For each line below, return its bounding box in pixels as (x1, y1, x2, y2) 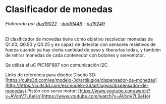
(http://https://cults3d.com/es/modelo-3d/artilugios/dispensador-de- (5, 82, 149, 89)
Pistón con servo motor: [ (27, 88, 80, 94)
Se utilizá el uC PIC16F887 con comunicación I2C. (5, 62, 109, 68)
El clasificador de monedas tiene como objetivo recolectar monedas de (5, 36, 153, 42)
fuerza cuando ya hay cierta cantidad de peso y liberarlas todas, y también (5, 47, 161, 53)
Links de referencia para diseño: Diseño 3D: (5, 72, 97, 78)
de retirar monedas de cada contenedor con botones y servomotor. (5, 52, 145, 59)
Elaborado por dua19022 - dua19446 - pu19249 (5, 20, 105, 26)
